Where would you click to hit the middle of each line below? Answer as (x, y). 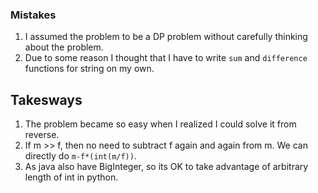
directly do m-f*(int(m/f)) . (80, 156)
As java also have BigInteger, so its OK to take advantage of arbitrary (166, 167)
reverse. (42, 135)
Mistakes (33, 15)
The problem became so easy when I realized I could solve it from (160, 124)
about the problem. (64, 47)
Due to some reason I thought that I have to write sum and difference (166, 58)
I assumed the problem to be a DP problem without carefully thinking (166, 37)
